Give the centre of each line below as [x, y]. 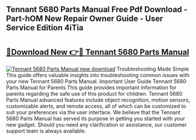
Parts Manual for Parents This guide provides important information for [91, 87]
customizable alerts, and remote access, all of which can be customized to [96, 106]
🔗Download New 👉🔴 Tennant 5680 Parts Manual [98, 52]
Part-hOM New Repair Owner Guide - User [85, 19]
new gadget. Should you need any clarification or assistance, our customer [97, 125]
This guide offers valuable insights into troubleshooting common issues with [98, 75]
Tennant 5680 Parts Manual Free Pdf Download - [97, 10]
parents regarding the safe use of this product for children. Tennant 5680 [94, 94]
